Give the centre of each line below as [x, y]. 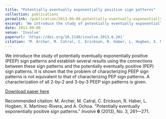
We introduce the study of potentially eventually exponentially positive [77, 56]
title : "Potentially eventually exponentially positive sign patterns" [80, 10]
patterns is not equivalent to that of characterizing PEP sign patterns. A [77, 76]
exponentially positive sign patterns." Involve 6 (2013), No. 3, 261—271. [77, 111]
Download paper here [27, 91]
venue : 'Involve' [23, 32]
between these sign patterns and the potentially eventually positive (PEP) [80, 66]
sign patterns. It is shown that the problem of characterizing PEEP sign [77, 71]
